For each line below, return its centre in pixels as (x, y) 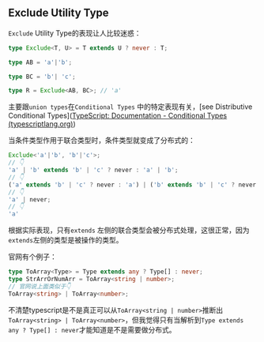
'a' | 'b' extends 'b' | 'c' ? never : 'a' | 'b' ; (93, 170)
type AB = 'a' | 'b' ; (40, 62)
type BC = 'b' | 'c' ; (42, 77)
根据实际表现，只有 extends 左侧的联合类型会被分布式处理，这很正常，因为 (129, 230)
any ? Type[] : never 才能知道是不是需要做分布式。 (92, 329)
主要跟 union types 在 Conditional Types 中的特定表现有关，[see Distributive (130, 107)
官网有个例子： (32, 257)
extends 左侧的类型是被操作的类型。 (66, 240)
